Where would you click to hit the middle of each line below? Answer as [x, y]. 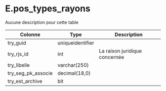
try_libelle [19, 65]
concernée [111, 57]
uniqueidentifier [76, 43]
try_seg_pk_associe [30, 73]
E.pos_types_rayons [48, 9]
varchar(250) [73, 65]
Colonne [30, 34]
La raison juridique [120, 51]
